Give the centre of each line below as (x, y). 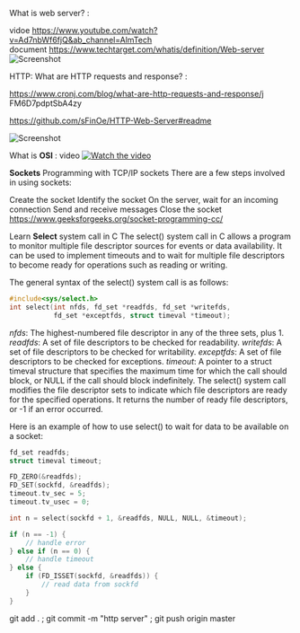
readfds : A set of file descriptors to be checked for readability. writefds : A (146, 342)
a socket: (26, 435)
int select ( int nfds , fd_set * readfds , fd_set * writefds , (120, 307)
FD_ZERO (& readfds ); (46, 477)
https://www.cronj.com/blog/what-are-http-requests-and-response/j (137, 94)
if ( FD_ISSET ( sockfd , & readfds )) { (92, 576)
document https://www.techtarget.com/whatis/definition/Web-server (137, 49)
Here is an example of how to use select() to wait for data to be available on (149, 426)
